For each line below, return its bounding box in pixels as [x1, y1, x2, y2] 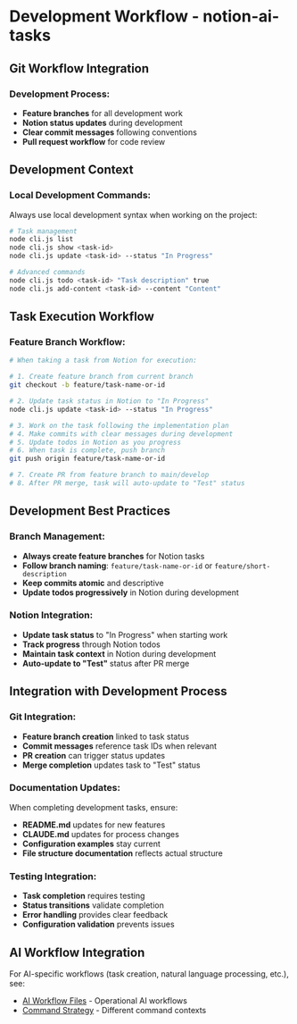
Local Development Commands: [9, 189, 152, 202]
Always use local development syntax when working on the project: [9, 209, 258, 220]
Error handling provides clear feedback [21, 910, 169, 920]
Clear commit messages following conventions [21, 127, 198, 138]
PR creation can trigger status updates [21, 750, 166, 760]
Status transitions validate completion [21, 900, 165, 911]
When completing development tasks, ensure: [9, 802, 178, 812]
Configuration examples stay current [21, 838, 161, 849]
